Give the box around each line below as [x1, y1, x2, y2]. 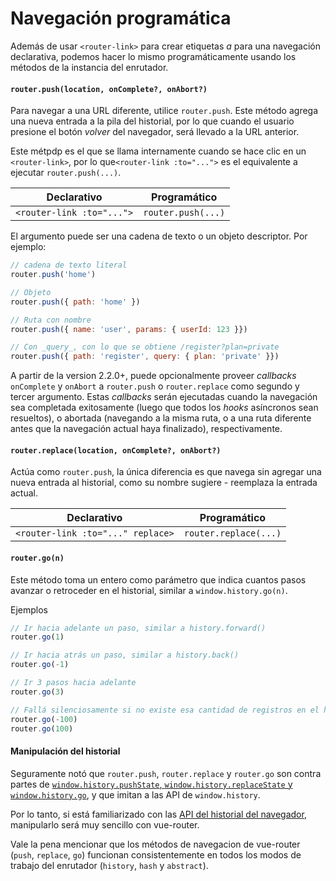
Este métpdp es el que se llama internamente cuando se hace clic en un [10, 145, 307, 157]
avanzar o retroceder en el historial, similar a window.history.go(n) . [10, 584, 288, 596]
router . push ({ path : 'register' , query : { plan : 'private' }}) [10, 352, 280, 362]
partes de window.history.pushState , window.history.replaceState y [10, 778, 293, 790]
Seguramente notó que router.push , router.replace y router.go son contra [10, 767, 322, 779]
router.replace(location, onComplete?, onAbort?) [10, 445, 222, 456]
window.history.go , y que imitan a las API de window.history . [10, 788, 261, 801]
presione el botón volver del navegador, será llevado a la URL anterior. [10, 126, 300, 138]
